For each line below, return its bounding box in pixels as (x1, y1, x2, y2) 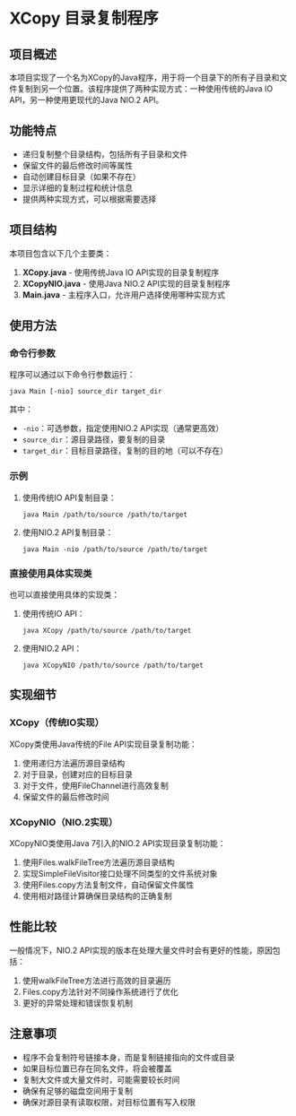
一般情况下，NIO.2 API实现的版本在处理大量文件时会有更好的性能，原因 (9, 945, 274, 956)
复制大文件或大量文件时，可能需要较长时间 (22, 1074, 180, 1085)
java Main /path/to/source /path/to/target (22, 510, 188, 519)
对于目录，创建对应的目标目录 (22, 768, 133, 780)
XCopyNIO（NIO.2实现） (9, 816, 118, 828)
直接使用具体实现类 (9, 567, 92, 579)
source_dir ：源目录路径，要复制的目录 (22, 434, 166, 445)
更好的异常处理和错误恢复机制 (22, 997, 133, 1008)
